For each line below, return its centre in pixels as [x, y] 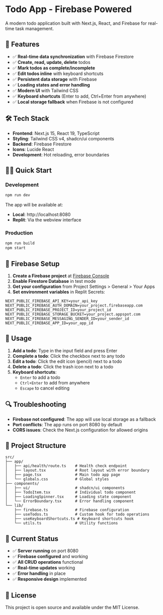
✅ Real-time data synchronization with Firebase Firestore [73, 56]
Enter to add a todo [40, 377]
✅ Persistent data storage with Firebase [55, 79]
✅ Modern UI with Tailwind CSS [46, 90]
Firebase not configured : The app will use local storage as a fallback [84, 419]
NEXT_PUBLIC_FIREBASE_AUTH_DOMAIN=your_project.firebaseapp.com [74, 305]
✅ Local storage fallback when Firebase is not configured [73, 102]
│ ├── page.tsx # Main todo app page [63, 475]
